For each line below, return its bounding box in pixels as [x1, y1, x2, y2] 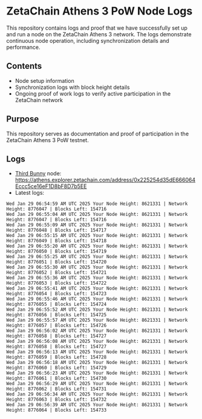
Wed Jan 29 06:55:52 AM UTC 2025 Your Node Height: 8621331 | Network [6, 307, 188, 313]
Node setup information [15, 77, 74, 84]
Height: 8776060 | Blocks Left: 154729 [6, 365, 107, 371]
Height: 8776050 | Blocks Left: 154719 [6, 248, 107, 255]
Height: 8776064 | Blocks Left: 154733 [6, 407, 107, 414]
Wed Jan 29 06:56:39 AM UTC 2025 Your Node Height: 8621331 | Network [6, 402, 188, 408]
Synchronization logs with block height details [15, 83, 130, 91]
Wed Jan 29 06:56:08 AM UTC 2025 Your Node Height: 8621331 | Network [6, 339, 188, 345]
